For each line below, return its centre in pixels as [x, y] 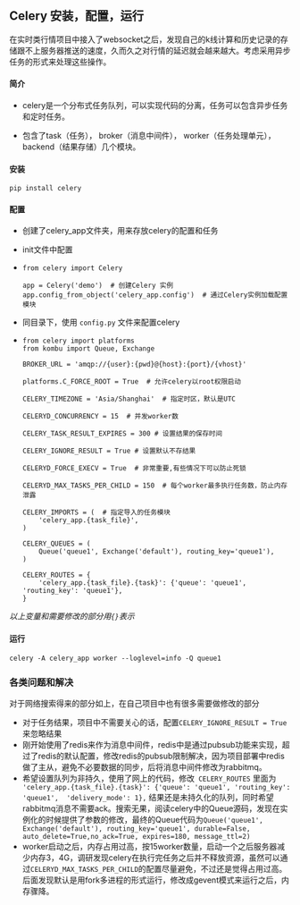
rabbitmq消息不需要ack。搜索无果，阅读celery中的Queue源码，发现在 [151, 808]
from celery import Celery [72, 268]
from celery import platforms [79, 341]
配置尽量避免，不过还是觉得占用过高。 [217, 868]
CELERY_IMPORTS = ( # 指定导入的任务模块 [96, 512]
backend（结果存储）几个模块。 [81, 147]
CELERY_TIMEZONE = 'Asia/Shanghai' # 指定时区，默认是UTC [129, 399]
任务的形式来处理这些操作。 [60, 62]
